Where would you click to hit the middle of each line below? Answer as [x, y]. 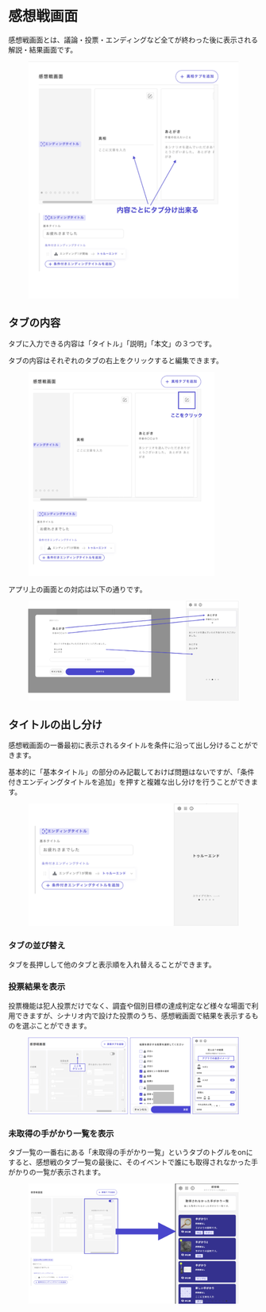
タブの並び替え [37, 946]
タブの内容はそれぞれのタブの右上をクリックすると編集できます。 [116, 360]
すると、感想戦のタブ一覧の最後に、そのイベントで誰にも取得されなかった [130, 1162]
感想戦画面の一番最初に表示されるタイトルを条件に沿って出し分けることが [130, 745]
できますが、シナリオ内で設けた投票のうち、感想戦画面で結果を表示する [133, 1015]
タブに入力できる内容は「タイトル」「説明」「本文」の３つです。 [112, 343]
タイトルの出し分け [55, 725]
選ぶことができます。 [56, 1025]
